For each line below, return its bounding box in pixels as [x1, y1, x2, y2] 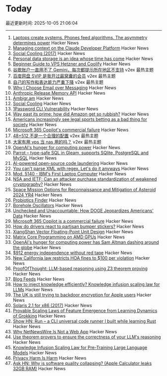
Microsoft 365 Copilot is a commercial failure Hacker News [12, 218, 133, 224]
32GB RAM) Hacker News [12, 365, 66, 372]
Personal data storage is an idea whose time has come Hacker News [12, 55, 153, 61]
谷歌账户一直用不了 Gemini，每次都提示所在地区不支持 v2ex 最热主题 [12, 66, 154, 72]
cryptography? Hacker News [12, 181, 72, 187]
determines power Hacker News [12, 40, 79, 46]
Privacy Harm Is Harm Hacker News [12, 355, 87, 361]
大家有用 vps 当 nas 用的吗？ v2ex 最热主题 [12, 139, 102, 145]
